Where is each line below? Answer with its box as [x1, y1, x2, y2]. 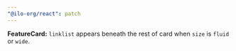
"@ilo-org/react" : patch [7, 10, 81, 17]
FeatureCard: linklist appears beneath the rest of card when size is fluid [7, 29, 230, 38]
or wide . [7, 36, 31, 45]
